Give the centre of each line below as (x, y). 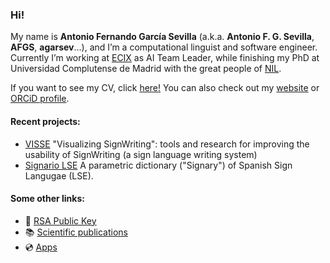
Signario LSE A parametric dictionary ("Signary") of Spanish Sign (158, 165)
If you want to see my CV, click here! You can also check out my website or (165, 88)
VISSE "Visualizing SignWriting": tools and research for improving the (167, 144)
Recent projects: (45, 121)
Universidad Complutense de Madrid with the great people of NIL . (146, 69)
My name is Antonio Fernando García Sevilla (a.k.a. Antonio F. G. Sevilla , (162, 37)
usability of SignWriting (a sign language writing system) (141, 154)
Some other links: (47, 199)
